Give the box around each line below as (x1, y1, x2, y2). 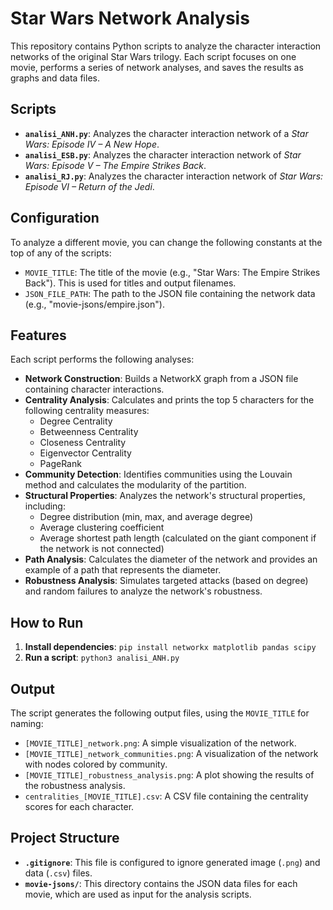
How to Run (10, 614, 84, 631)
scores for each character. (24, 801, 135, 812)
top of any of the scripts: (10, 247, 112, 259)
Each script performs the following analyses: (10, 353, 195, 366)
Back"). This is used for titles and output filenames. (24, 277, 237, 289)
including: (24, 500, 66, 512)
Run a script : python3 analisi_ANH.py (24, 652, 180, 664)
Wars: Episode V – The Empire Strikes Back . (24, 159, 207, 171)
